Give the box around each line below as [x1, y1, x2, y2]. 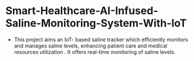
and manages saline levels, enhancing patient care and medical [13, 42, 168, 49]
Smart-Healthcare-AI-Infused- [5, 4, 159, 18]
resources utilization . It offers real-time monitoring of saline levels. [13, 48, 176, 55]
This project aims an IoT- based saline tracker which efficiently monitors [13, 36, 188, 43]
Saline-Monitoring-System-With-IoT [5, 16, 187, 30]
